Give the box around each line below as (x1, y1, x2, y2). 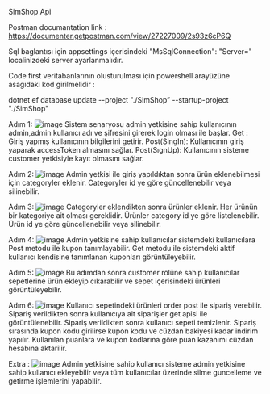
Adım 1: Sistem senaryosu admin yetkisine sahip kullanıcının (8, 119, 237, 128)
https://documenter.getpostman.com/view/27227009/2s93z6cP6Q (8, 31, 231, 40)
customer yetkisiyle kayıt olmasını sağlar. (8, 153, 144, 163)
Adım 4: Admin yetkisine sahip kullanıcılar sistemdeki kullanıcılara (8, 235, 256, 245)
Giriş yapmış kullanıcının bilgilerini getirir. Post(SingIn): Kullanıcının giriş (8, 136, 244, 146)
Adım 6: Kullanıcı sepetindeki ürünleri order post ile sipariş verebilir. (8, 300, 262, 310)
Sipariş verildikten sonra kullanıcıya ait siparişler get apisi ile (8, 309, 208, 318)
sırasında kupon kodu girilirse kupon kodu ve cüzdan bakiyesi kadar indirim (8, 326, 259, 336)
